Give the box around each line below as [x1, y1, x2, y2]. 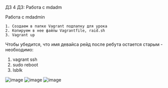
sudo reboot [12, 62, 38, 67]
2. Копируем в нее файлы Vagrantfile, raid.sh [5, 28, 105, 33]
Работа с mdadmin [5, 14, 45, 20]
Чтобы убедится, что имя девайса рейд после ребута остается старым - [5, 41, 163, 47]
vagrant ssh [12, 56, 38, 62]
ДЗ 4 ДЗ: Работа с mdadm [5, 5, 62, 10]
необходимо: [5, 47, 34, 52]
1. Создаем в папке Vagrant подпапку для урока [5, 24, 108, 29]
